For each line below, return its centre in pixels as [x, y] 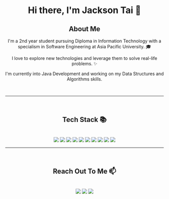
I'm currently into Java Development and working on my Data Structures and [84, 74]
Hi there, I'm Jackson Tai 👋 [84, 10]
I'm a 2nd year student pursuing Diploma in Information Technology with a [84, 41]
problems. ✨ [84, 63]
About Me [84, 29]
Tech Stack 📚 [84, 120]
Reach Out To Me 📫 [84, 172]
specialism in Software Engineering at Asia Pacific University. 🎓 [84, 47]
